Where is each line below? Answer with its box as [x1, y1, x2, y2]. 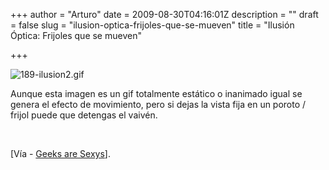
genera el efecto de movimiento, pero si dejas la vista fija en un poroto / [10, 99, 307, 110]
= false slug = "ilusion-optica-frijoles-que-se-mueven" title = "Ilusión [10, 19, 295, 31]
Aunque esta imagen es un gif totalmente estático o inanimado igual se [10, 88, 303, 99]
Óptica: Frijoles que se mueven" [10, 30, 142, 41]
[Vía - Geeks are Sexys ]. [10, 148, 111, 159]
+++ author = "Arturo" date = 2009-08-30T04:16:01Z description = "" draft [10, 9, 319, 20]
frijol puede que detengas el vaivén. [10, 109, 158, 121]
